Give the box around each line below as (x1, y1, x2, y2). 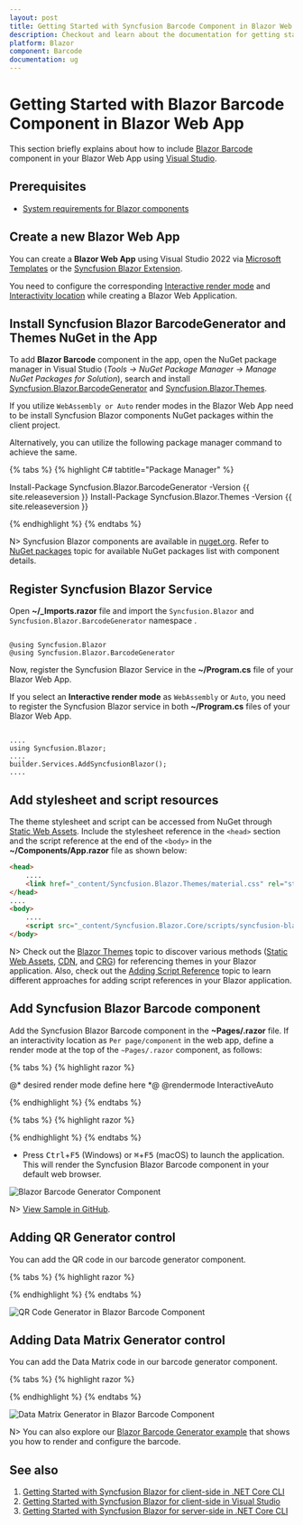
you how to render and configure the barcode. (9, 1436, 181, 1447)
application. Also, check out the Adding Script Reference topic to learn (9, 965, 271, 976)
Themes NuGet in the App (9, 330, 158, 345)
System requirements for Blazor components (22, 202, 189, 213)
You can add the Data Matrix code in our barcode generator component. (9, 1357, 278, 1368)
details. (9, 555, 37, 566)
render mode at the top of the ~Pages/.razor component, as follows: (9, 1044, 262, 1055)
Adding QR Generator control (9, 1230, 176, 1246)
